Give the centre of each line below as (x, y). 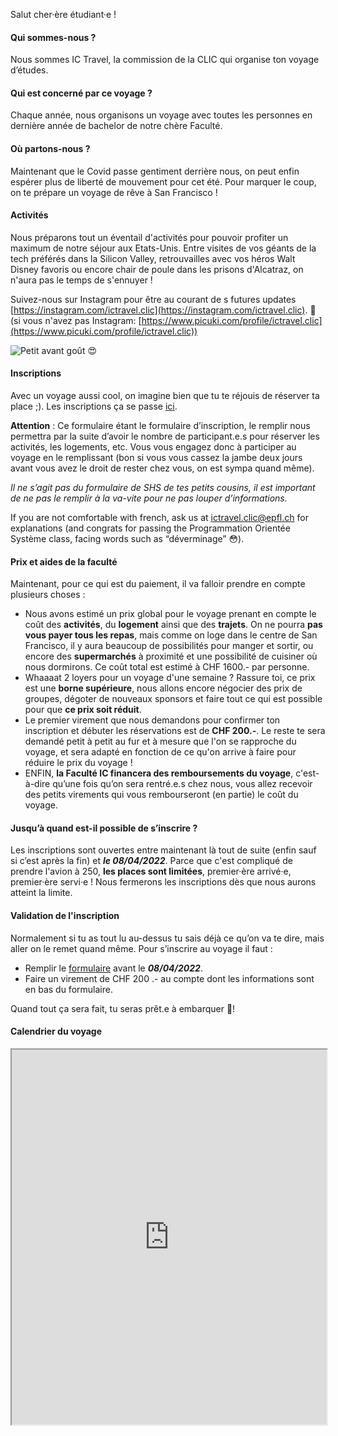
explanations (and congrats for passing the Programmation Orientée (150, 528)
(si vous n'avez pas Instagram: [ (76, 320)
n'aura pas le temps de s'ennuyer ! (81, 280)
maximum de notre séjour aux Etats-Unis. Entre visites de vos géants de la (163, 248)
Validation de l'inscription (65, 916)
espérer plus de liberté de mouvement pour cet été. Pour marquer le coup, (163, 181)
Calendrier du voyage (56, 1031)
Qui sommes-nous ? (53, 37)
